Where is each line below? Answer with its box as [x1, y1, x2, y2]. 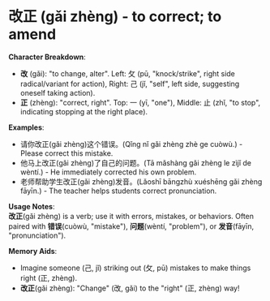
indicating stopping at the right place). [19, 106, 148, 116]
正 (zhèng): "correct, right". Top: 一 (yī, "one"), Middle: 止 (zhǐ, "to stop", [19, 97, 261, 107]
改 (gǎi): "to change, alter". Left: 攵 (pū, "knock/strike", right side [19, 68, 235, 78]
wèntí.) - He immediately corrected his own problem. [19, 167, 197, 177]
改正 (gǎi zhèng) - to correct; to [8, 7, 222, 26]
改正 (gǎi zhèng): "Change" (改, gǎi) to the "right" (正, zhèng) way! [19, 283, 241, 293]
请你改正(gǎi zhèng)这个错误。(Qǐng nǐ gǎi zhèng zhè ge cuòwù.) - [19, 139, 243, 148]
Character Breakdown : [8, 52, 87, 62]
